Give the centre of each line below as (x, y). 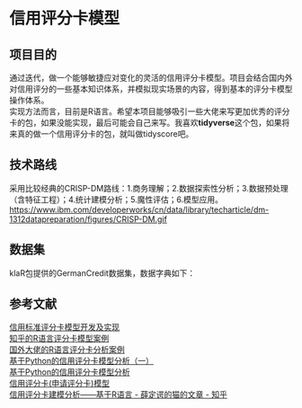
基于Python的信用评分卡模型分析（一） (82, 361)
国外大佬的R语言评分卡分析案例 (67, 350)
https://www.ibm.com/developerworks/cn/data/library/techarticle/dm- (139, 209)
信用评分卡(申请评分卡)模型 (60, 384)
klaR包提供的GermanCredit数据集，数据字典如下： (102, 273)
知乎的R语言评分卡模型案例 (59, 339)
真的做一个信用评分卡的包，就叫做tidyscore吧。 (105, 134)
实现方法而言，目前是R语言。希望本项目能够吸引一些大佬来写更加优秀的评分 (150, 111)
